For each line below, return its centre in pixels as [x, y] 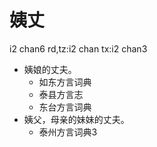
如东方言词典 [65, 82]
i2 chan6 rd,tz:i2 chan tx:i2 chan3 [78, 48]
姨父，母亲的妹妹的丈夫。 [76, 119]
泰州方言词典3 [68, 132]
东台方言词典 [65, 107]
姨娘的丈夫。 [50, 69]
